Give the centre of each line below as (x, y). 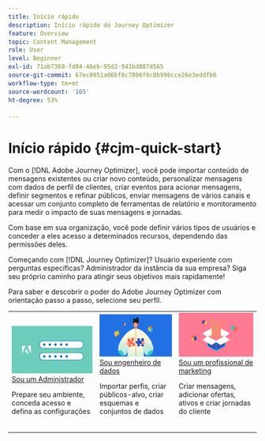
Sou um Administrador (48, 379)
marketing (195, 371)
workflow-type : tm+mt (44, 83)
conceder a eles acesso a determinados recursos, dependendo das (118, 236)
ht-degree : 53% (33, 100)
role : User (26, 50)
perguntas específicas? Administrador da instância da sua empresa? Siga (127, 268)
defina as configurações (51, 411)
